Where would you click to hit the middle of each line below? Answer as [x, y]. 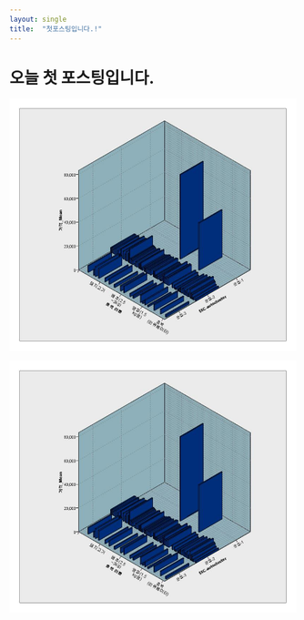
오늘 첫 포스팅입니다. [82, 78]
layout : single [38, 19]
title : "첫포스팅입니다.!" [56, 29]
